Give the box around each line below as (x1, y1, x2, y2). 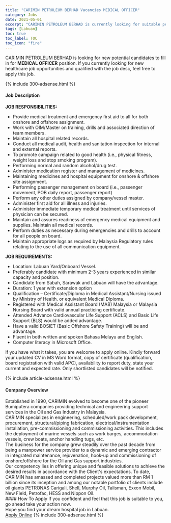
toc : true (5, 31, 26, 36)
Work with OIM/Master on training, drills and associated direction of (12, 124, 155, 130)
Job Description (5, 92, 40, 98)
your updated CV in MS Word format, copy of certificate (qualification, (5, 354, 153, 360)
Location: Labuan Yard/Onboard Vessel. (12, 263, 97, 269)
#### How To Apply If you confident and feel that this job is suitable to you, (5, 495, 164, 502)
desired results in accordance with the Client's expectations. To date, (5, 468, 151, 475)
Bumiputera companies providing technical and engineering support (5, 404, 149, 410)
